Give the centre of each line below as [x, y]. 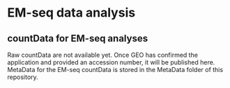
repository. [23, 77]
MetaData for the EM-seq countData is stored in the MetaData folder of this [115, 70]
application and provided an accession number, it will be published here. [111, 62]
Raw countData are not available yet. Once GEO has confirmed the [103, 55]
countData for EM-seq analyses [78, 38]
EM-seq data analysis [71, 13]
